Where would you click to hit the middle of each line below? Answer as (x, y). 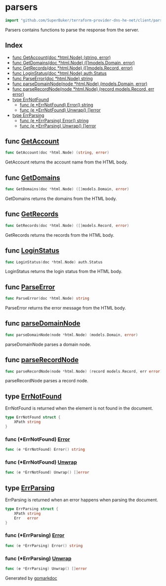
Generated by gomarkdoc (31, 578)
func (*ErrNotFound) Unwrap (41, 462)
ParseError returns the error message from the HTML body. (65, 308)
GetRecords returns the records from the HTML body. (60, 235)
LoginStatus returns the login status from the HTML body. (64, 271)
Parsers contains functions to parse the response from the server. (72, 30)
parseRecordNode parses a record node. (47, 381)
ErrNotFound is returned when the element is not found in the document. (79, 408)
